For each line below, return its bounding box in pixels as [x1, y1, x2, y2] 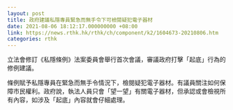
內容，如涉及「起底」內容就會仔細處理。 [12, 96, 129, 104]
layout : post [7, 10, 45, 17]
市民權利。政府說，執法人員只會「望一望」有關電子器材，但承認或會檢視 [12, 87, 220, 96]
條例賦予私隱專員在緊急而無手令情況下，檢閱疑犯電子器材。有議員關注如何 [7, 78, 220, 87]
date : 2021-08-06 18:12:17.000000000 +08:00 [7, 23, 138, 30]
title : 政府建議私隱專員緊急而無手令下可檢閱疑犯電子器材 [7, 16, 153, 23]
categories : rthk [7, 36, 58, 43]
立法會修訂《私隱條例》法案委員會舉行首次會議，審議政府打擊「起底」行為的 [7, 56, 226, 64]
